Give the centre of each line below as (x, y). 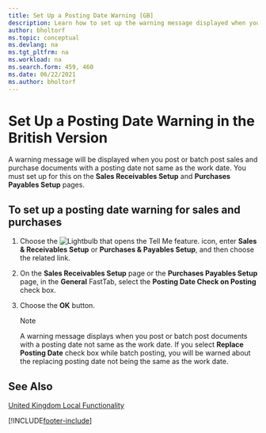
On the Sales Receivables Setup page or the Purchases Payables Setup (139, 273)
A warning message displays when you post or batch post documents (133, 336)
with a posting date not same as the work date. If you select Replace (131, 344)
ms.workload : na (35, 60)
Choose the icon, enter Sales (138, 241)
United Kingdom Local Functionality (66, 405)
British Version (58, 137)
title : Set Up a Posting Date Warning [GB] (81, 15)
